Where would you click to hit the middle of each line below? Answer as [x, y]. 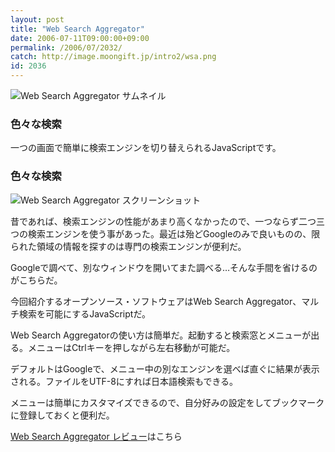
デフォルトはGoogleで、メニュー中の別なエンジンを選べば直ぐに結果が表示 [165, 368]
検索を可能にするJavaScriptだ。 [84, 313]
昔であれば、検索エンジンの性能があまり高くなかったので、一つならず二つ [163, 221]
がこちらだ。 [36, 280]
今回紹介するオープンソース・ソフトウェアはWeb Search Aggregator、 [156, 301]
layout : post [37, 19]
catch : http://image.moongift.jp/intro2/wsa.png [113, 57]
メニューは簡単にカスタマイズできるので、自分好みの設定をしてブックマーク [167, 402]
